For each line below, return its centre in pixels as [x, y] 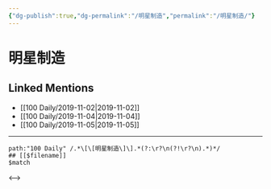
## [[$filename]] [38, 155]
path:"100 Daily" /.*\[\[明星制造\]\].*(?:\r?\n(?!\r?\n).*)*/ [114, 148]
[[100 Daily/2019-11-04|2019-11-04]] [80, 116]
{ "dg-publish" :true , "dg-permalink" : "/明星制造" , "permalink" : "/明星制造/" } [132, 16]
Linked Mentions [51, 88]
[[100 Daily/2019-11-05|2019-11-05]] [79, 125]
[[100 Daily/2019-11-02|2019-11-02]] [79, 107]
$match [19, 162]
